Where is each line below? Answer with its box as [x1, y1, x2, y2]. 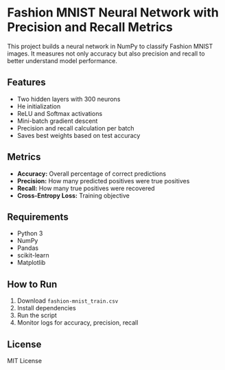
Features [7, 77, 46, 89]
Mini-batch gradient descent [16, 117, 98, 125]
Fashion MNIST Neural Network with [7, 5, 220, 21]
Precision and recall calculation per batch [16, 124, 134, 132]
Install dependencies [16, 304, 77, 312]
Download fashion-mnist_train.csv [16, 297, 119, 305]
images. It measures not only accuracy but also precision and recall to [7, 49, 205, 58]
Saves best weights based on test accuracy [16, 131, 141, 139]
